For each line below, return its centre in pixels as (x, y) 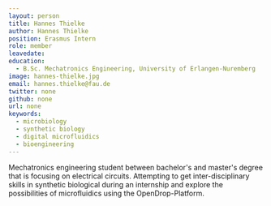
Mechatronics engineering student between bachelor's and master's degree (136, 167)
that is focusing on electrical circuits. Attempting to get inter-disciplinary (129, 176)
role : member (30, 46)
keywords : (25, 114)
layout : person (34, 16)
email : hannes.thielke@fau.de (60, 84)
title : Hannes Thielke (47, 24)
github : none (30, 99)
